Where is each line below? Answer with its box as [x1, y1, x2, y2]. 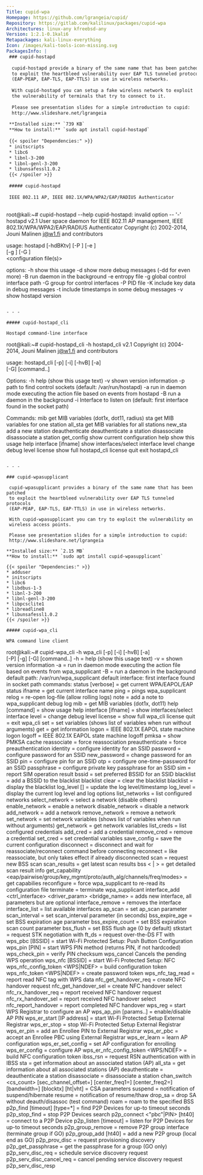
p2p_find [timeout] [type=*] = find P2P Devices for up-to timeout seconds [6, 1104, 190, 1112]
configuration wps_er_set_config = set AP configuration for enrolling [6, 1040, 176, 1047]
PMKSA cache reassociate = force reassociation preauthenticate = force [6, 738, 187, 745]
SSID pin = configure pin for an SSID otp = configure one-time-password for [6, 758, 196, 765]
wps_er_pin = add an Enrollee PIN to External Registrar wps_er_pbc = [6, 1027, 179, 1034]
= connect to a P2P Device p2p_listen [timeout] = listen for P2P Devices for [6, 1117, 193, 1124]
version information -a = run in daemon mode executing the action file [6, 661, 181, 668]
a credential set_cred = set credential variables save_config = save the [6, 834, 182, 842]
